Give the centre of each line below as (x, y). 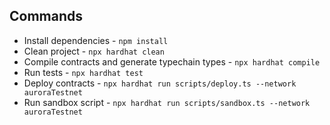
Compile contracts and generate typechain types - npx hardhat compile (172, 61)
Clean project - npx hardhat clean (94, 51)
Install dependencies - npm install (96, 40)
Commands (46, 16)
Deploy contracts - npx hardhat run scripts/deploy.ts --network (160, 83)
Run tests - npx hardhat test (83, 72)
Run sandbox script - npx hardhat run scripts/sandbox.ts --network (167, 102)
